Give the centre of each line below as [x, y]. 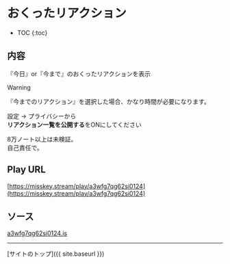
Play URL [26, 170]
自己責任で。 [25, 148]
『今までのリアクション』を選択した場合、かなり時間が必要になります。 [108, 101]
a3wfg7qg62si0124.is [37, 233]
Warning [19, 87]
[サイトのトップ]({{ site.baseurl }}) [56, 254]
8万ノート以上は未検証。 [42, 139]
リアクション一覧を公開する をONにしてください [74, 124]
